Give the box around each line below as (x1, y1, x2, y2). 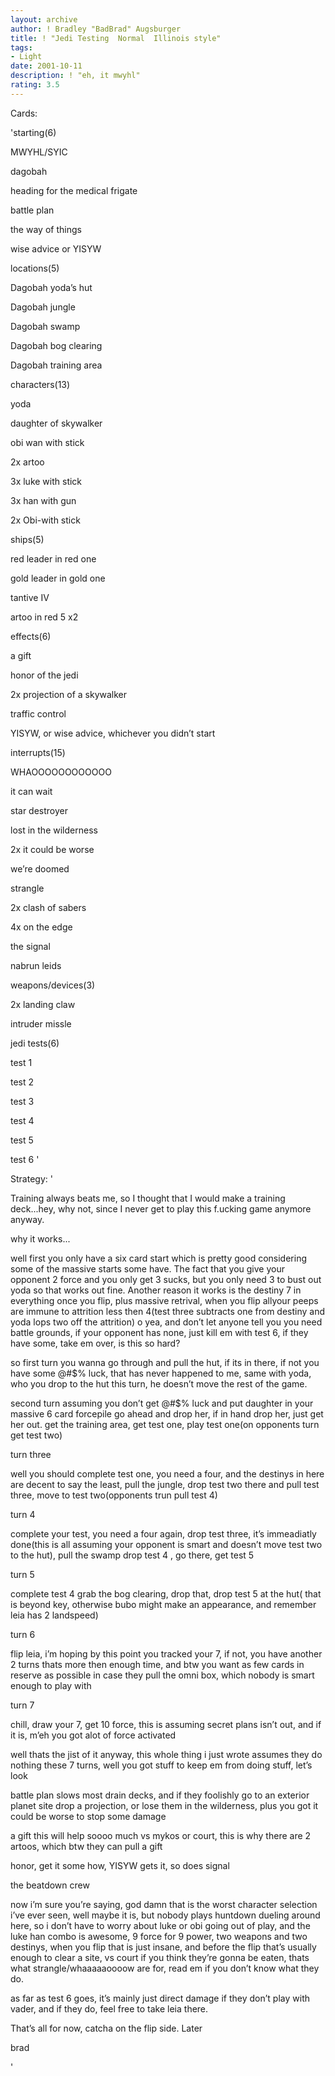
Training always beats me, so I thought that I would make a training (10, 1192, 286, 1204)
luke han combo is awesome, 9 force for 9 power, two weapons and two (10, 1930, 308, 1942)
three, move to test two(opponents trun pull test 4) (10, 1489, 218, 1501)
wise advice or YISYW (10, 242, 102, 255)
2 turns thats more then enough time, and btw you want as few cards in (10, 1658, 305, 1670)
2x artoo (10, 456, 45, 468)
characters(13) (10, 378, 71, 390)
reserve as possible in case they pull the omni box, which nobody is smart (10, 1669, 315, 1681)
